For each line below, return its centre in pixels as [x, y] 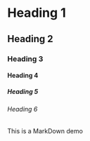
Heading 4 [23, 76]
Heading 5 [23, 91]
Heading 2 [31, 39]
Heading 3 [25, 59]
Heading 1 [37, 13]
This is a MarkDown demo [45, 130]
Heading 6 [22, 109]
